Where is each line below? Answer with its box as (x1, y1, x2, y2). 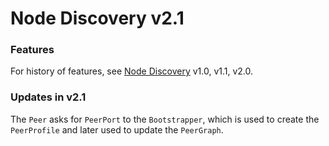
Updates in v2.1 (10, 90, 87, 104)
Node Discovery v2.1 (10, 7, 185, 30)
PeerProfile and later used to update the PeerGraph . (10, 123, 224, 136)
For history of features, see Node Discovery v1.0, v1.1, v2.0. (10, 65, 254, 77)
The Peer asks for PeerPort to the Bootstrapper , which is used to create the (10, 113, 320, 125)
